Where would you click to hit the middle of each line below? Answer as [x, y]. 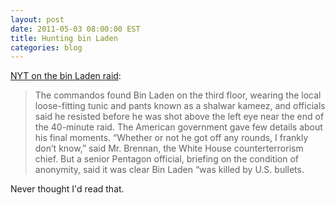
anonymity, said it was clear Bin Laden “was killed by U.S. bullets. [169, 170]
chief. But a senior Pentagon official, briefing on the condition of [167, 159]
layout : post [37, 19]
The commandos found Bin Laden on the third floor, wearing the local [178, 95]
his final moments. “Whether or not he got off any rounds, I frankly [171, 138]
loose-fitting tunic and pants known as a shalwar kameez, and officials [180, 106]
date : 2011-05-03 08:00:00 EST [75, 29]
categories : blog [46, 47]
